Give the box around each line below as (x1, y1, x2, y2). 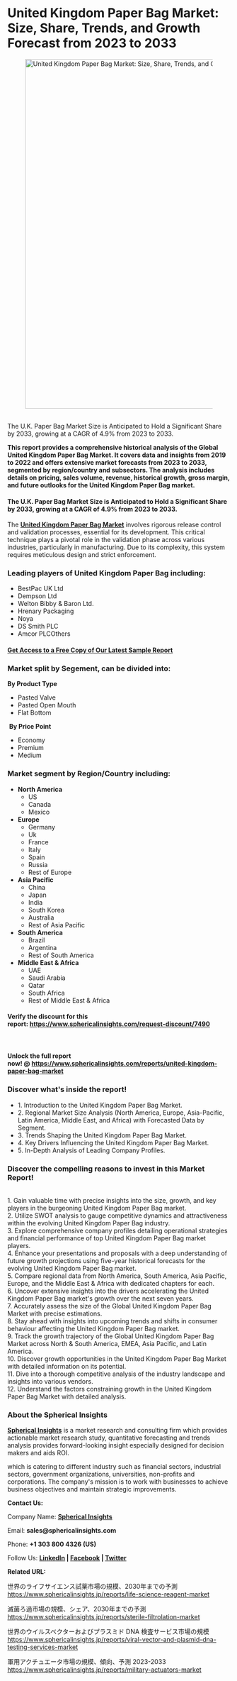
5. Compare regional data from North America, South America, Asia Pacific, (7, 1272, 227, 1280)
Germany (28, 822, 55, 831)
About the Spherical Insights (7, 1410, 108, 1420)
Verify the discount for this (7, 1013, 88, 1021)
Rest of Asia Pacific (28, 920, 85, 929)
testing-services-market (7, 1643, 79, 1651)
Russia (28, 860, 48, 869)
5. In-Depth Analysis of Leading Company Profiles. (17, 1146, 166, 1154)
